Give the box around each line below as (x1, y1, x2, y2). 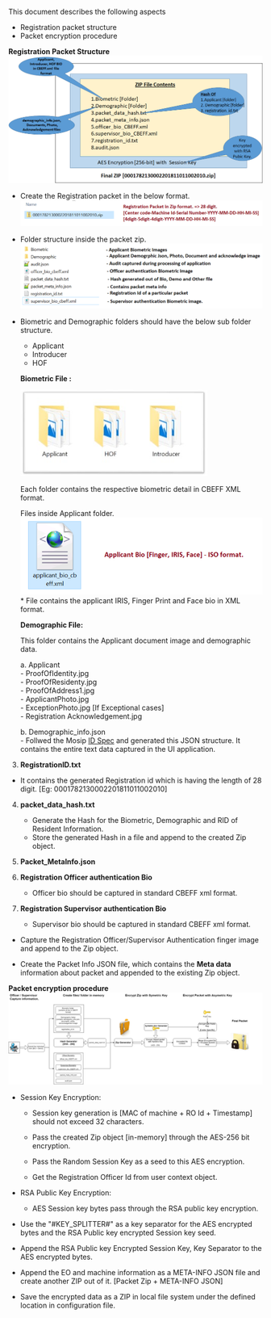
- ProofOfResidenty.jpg (19, 678, 98, 687)
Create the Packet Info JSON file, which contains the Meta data (19, 959, 231, 969)
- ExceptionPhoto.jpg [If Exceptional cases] (19, 703, 165, 713)
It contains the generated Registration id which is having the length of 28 (19, 775, 262, 786)
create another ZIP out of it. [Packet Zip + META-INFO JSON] (19, 1276, 223, 1287)
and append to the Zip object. (19, 944, 119, 954)
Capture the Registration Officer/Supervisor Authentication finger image (19, 935, 260, 945)
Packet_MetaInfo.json (19, 857, 96, 867)
